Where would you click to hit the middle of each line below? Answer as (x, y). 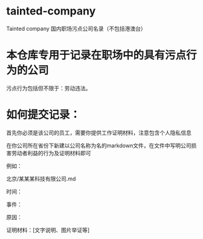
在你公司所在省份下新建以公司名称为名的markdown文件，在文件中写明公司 (99, 145)
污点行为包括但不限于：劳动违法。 (49, 88)
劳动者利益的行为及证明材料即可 (51, 153)
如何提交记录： (43, 115)
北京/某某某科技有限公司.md (41, 179)
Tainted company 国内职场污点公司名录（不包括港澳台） (76, 28)
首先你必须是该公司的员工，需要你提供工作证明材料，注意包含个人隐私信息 (99, 132)
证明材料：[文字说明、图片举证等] (48, 230)
